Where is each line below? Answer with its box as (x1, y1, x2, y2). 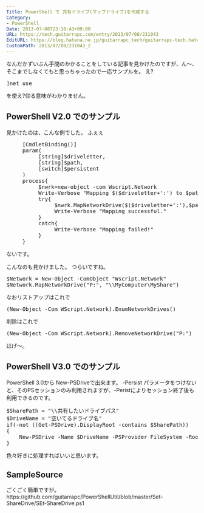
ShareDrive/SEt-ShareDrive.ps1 (6, 500, 84, 507)
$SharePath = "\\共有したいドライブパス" (6, 407, 120, 414)
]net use (6, 80, 32, 87)
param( (22, 147, 42, 154)
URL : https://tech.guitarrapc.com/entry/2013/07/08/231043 (6, 32, 159, 38)
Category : (6, 15, 32, 21)
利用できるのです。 (6, 394, 54, 401)
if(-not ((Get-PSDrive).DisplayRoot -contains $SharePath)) (6, 421, 189, 428)
